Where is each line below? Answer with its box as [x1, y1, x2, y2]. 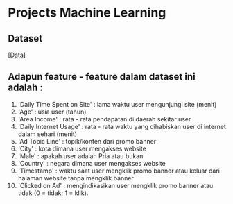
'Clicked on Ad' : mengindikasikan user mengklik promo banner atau [17, 181, 214, 189]
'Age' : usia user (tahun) [17, 108, 87, 116]
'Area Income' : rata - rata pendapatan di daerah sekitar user [17, 114, 191, 123]
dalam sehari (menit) [17, 130, 77, 138]
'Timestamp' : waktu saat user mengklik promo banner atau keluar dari [17, 167, 221, 175]
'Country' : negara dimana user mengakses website [17, 159, 166, 167]
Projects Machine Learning [8, 5, 166, 21]
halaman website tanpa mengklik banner [17, 173, 134, 182]
